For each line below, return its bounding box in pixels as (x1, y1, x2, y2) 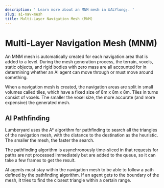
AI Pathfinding (5, 114, 50, 122)
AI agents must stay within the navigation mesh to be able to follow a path (5, 167, 154, 173)
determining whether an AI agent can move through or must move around (5, 69, 154, 75)
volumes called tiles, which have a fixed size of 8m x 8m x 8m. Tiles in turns (5, 89, 158, 95)
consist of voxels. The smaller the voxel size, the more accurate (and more (5, 94, 155, 101)
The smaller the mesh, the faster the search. (5, 137, 94, 143)
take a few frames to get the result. (5, 158, 76, 163)
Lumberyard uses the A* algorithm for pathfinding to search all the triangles (5, 127, 158, 133)
